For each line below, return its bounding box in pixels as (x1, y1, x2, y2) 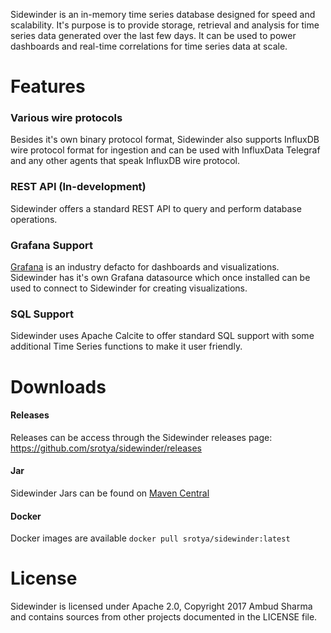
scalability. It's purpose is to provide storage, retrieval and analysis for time (10, 19, 320, 31)
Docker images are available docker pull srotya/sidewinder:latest (10, 532, 291, 544)
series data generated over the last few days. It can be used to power (10, 30, 297, 41)
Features (10, 75, 86, 98)
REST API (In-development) (10, 180, 147, 194)
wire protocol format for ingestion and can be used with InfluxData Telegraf (10, 144, 321, 156)
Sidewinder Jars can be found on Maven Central (10, 487, 210, 499)
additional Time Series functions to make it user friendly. (10, 340, 243, 353)
